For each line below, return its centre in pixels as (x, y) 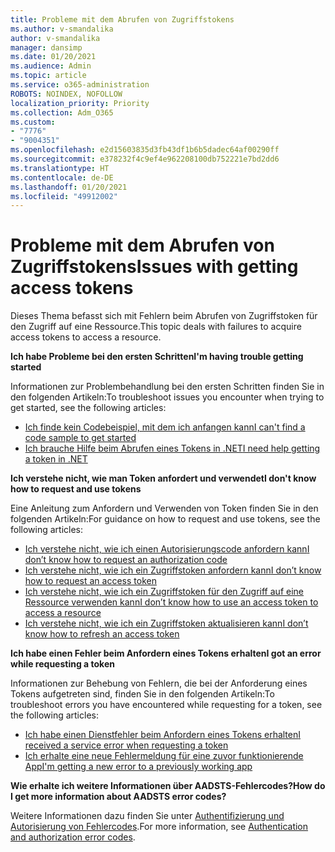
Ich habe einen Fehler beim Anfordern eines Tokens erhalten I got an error (166, 653)
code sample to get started (80, 438)
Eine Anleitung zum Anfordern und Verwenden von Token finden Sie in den (164, 508)
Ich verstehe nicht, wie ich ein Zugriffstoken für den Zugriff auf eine (164, 592)
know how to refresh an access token (102, 634)
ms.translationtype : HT (60, 168)
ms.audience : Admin (51, 66)
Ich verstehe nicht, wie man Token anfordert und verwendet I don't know (163, 478)
